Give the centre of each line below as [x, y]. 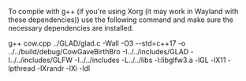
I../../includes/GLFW [41, 60]
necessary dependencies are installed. [71, 28]
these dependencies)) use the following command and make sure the [121, 20]
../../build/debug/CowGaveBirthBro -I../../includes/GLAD [99, 52]
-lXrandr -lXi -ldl [63, 68]
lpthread [22, 68]
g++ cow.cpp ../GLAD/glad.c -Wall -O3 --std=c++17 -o [97, 43]
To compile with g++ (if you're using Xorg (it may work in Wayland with [123, 11]
